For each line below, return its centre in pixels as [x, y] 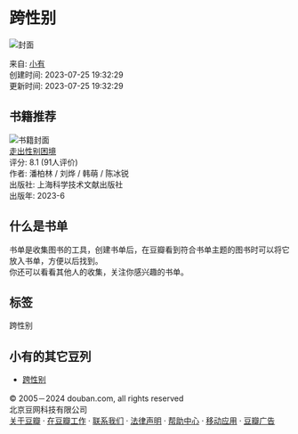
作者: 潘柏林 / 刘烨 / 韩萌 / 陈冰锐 [69, 173]
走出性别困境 [32, 151]
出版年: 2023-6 [37, 195]
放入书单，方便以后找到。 [56, 260]
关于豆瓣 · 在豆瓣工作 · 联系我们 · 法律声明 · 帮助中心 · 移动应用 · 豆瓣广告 [142, 421]
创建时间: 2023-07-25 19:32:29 [67, 74]
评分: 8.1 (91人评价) [44, 162]
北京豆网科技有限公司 [48, 410]
